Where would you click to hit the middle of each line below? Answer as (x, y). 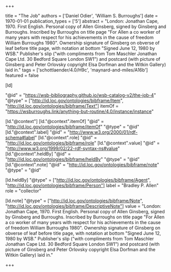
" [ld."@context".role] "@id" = (66, 138)
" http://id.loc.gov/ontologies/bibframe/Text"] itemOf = (62, 106)
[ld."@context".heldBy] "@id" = (38, 154)
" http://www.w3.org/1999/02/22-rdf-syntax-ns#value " (63, 148)
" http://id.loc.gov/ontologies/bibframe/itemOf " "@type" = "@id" (72, 127)
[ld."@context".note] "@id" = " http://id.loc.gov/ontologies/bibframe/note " (82, 165)
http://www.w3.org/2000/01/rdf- (104, 132)
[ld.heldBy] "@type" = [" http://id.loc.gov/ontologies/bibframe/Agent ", (78, 180)
